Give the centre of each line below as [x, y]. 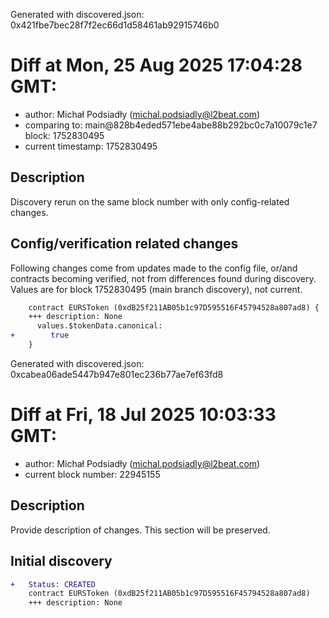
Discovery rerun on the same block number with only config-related [150, 201]
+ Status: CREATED [53, 584]
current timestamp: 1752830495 [91, 146]
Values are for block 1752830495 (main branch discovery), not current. [156, 289]
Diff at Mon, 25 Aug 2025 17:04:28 [156, 65]
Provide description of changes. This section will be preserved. [140, 530]
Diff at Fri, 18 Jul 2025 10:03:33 [143, 415]
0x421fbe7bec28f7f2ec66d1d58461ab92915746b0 [115, 25]
